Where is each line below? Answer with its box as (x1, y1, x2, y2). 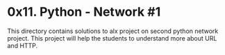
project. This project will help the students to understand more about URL (7, 34, 217, 42)
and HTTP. (7, 41, 38, 49)
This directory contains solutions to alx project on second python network (7, 27, 219, 35)
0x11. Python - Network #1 (7, 4, 161, 20)
